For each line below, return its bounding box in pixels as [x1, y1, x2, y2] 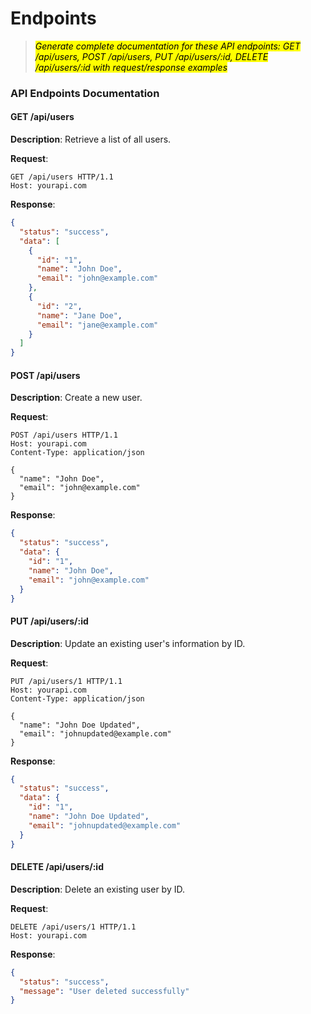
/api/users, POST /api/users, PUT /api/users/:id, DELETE [34, 50, 269, 62]
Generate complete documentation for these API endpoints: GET [34, 40, 301, 52]
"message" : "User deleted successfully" [19, 986, 190, 996]
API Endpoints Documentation [10, 86, 160, 100]
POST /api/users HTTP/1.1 [10, 430, 118, 441]
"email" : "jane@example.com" [36, 320, 159, 330]
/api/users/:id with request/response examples [34, 61, 228, 73]
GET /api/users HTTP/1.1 [10, 172, 114, 182]
